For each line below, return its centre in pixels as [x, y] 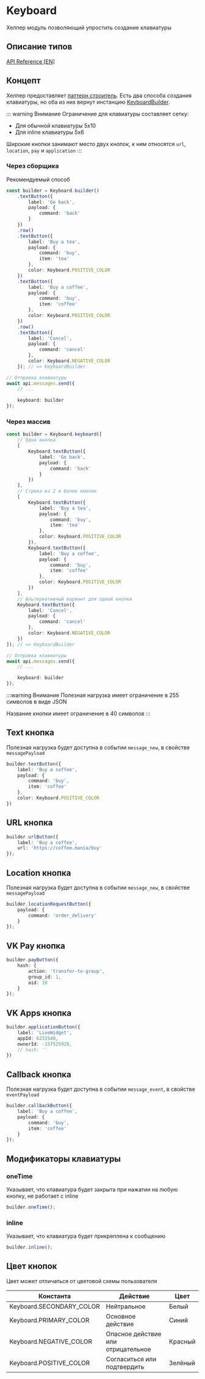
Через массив [28, 422]
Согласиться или [131, 1359]
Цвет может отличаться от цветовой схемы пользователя [82, 1281]
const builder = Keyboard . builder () [53, 191]
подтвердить [125, 1367]
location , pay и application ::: [44, 150]
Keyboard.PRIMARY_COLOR [49, 1320]
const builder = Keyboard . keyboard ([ [54, 434]
